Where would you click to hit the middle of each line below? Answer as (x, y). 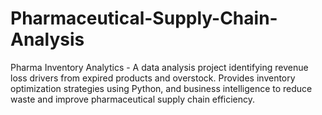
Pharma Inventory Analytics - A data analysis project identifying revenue (159, 67)
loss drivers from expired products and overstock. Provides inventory (153, 78)
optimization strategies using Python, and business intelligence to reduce (161, 88)
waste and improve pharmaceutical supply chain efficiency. (133, 99)
